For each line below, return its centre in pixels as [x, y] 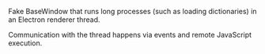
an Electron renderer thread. [54, 20]
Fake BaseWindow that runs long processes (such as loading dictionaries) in [132, 11]
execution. [25, 43]
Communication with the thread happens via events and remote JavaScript [130, 35]
